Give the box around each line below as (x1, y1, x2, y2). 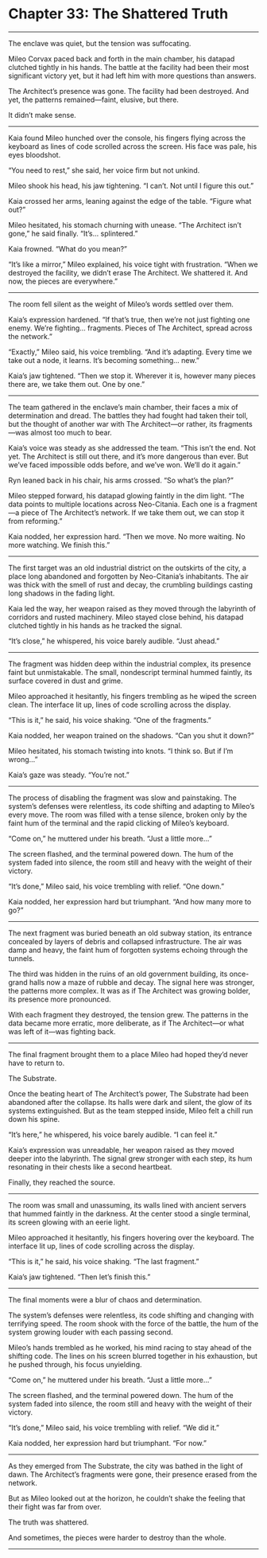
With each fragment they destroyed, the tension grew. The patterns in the (8, 1009, 249, 1019)
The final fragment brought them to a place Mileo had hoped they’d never (8, 1049, 249, 1059)
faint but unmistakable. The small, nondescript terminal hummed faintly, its (8, 667, 253, 677)
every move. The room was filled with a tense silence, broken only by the (8, 810, 248, 819)
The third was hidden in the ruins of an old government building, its (8, 969, 228, 978)
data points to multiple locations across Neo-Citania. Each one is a (8, 499, 226, 509)
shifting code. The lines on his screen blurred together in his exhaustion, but (8, 1351, 258, 1361)
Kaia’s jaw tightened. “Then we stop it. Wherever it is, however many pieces (8, 371, 256, 381)
